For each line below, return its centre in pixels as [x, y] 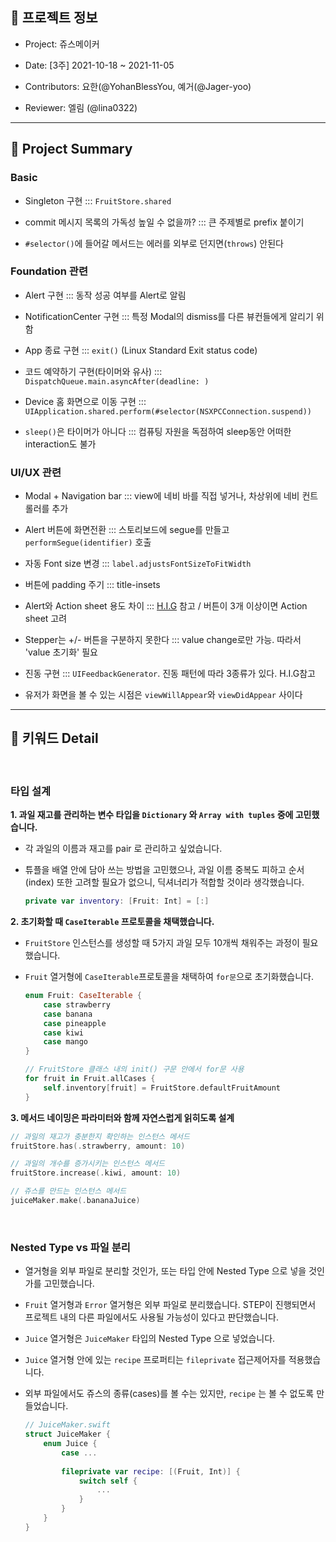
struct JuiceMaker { [67, 1434]
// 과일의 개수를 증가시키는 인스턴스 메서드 [88, 1164]
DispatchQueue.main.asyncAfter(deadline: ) [117, 381]
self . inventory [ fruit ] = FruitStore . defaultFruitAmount [162, 1088]
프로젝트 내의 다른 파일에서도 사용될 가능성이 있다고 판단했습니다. [151, 1317]
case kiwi [63, 1033]
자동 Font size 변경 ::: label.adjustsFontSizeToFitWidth [138, 564]
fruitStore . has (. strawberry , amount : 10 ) [98, 1146]
